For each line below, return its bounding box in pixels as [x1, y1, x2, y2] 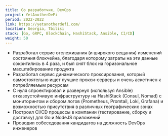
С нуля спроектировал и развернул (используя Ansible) [12, 87, 133, 93]
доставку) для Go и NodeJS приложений [12, 114, 101, 120]
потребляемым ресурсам [12, 82, 69, 88]
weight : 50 [5, 36, 28, 41]
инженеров [12, 125, 37, 131]
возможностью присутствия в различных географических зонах [12, 104, 153, 110]
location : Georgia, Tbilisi [5, 26, 65, 31]
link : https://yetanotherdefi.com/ [5, 21, 80, 27]
